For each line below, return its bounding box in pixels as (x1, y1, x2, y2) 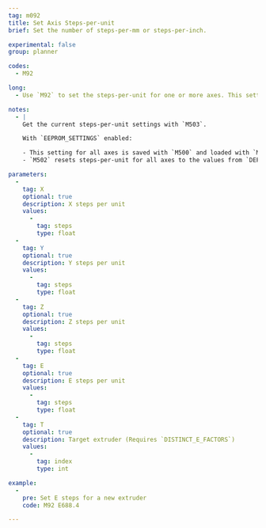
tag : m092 (8, 11, 41, 20)
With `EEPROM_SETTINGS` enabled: (22, 135, 133, 142)
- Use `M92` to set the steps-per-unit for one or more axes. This (15, 91, 243, 99)
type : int (36, 465, 69, 473)
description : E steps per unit (22, 377, 126, 385)
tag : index (36, 458, 73, 465)
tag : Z (22, 302, 44, 311)
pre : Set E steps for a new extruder (22, 494, 147, 502)
